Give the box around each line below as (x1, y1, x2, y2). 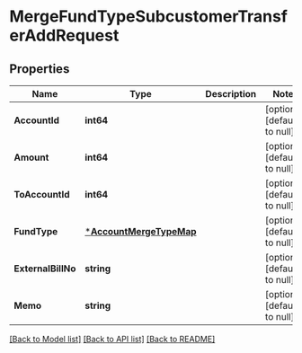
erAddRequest (9, 25, 120, 46)
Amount (13, 151, 49, 163)
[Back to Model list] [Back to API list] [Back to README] (9, 334, 216, 344)
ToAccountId (13, 189, 70, 200)
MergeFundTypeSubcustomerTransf (9, 6, 288, 27)
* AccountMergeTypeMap (84, 225, 197, 237)
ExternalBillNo (13, 262, 76, 275)
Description (205, 88, 257, 100)
